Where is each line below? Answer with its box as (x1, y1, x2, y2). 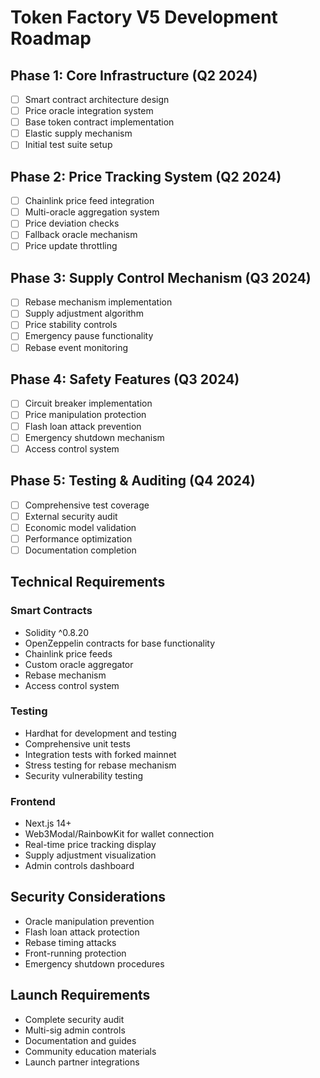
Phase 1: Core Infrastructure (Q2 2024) (10, 67, 258, 84)
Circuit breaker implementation (24, 397, 153, 410)
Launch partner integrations (24, 1056, 140, 1068)
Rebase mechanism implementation (24, 296, 173, 308)
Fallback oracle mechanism (24, 229, 138, 241)
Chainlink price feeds (24, 647, 113, 660)
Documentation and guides (24, 1034, 137, 1046)
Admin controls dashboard (24, 860, 135, 872)
